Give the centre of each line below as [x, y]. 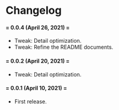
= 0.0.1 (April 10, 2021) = [36, 88]
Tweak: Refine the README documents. [64, 47]
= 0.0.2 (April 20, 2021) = [38, 61]
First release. [30, 101]
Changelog [34, 11]
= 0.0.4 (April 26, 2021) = [38, 27]
